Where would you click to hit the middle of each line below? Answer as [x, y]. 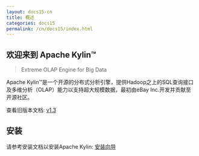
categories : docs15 [31, 23]
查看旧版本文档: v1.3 [31, 110]
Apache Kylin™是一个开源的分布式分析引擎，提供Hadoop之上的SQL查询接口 [100, 82]
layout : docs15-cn [29, 12]
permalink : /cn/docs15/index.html [50, 29]
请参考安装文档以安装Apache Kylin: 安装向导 [61, 146]
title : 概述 [20, 18]
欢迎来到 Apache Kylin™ [51, 55]
